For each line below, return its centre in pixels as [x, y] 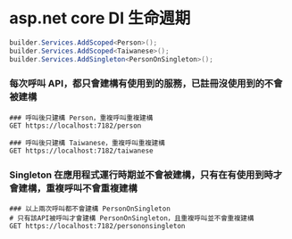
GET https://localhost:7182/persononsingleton [97, 227]
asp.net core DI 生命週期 [100, 18]
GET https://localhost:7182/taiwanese [81, 151]
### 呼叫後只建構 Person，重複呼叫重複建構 [81, 118]
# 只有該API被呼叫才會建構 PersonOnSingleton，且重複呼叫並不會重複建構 [132, 218]
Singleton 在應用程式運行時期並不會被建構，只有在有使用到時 [142, 175]
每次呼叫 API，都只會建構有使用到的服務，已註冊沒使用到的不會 [146, 84]
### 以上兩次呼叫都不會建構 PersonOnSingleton [90, 209]
